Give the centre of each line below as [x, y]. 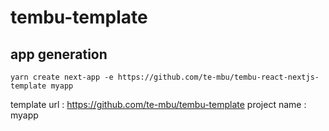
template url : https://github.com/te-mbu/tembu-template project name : [158, 104]
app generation [59, 54]
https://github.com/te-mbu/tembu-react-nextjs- [218, 77]
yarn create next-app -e [62, 77]
